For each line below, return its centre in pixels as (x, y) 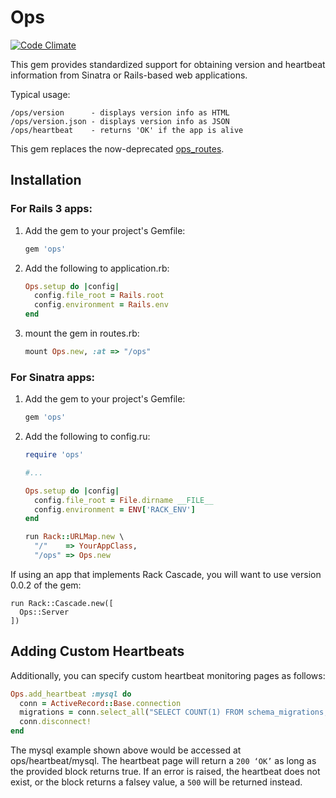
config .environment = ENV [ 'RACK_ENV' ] (115, 509)
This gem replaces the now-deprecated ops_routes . (117, 148)
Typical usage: (40, 94)
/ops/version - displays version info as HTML (120, 112)
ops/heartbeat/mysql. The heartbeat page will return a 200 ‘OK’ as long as (163, 761)
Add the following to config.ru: (87, 437)
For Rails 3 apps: (51, 209)
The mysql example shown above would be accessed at (126, 750)
